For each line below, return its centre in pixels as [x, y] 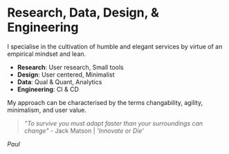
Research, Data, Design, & [83, 13]
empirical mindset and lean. [47, 54]
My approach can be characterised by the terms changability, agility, [105, 102]
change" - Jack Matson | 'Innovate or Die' [84, 131]
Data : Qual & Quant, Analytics [59, 81]
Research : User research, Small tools [70, 67]
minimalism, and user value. [47, 110]
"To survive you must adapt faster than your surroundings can [113, 123]
